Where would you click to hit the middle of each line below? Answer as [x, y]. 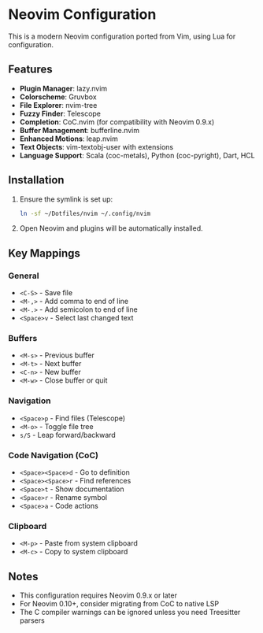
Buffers [23, 339]
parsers [32, 620]
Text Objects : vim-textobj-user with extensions [96, 146]
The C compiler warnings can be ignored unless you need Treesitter [130, 613]
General [24, 276]
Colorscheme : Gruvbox [58, 97]
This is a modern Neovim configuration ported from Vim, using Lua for [122, 36]
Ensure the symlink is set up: [66, 199]
